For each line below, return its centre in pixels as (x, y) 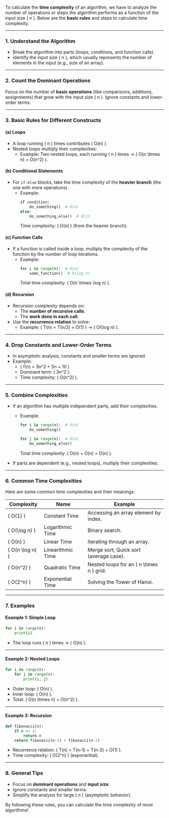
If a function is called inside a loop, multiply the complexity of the (80, 249)
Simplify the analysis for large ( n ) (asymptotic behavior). (72, 795)
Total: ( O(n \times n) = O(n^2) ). (46, 699)
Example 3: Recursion (28, 716)
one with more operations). (40, 187)
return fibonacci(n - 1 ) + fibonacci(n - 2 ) (57, 740)
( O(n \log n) (22, 550)
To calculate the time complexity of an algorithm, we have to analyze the (81, 7)
